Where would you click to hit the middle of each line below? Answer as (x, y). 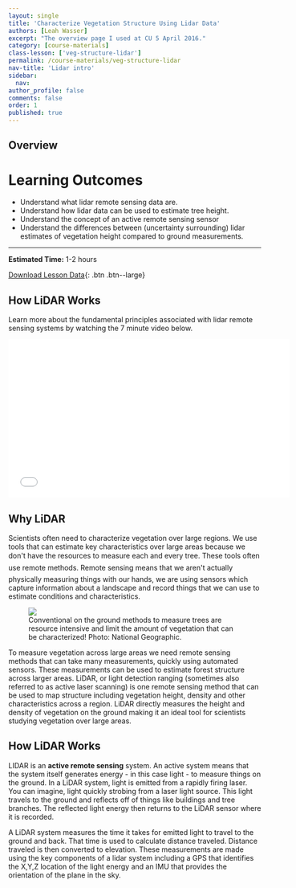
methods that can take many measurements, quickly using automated (124, 661)
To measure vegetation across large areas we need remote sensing (120, 653)
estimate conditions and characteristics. (74, 596)
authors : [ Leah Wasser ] (48, 31)
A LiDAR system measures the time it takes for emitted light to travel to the (131, 832)
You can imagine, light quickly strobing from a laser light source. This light (130, 791)
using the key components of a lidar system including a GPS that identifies (131, 857)
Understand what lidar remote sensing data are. (99, 203)
